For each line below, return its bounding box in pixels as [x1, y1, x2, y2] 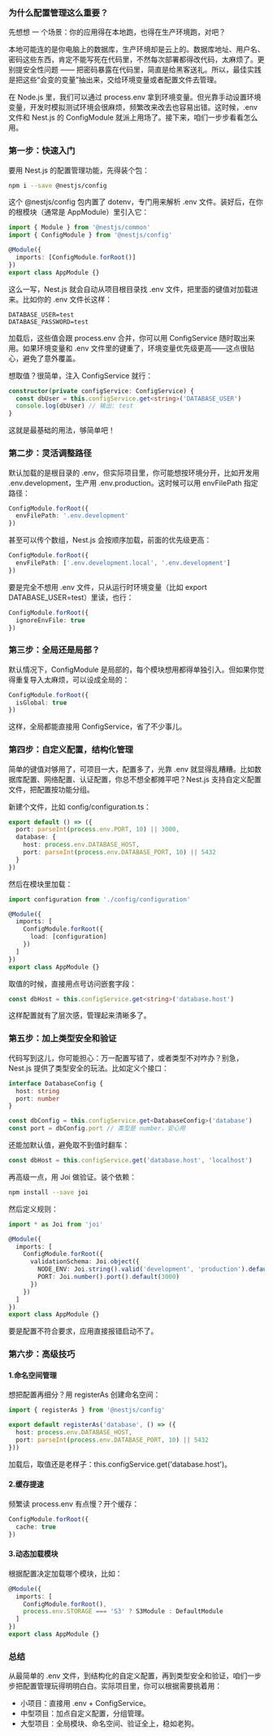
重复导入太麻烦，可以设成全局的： [15, 674, 130, 684]
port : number [15, 1094, 60, 1103]
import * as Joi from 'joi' [8, 1220, 104, 1228]
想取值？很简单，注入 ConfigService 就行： [8, 370, 153, 380]
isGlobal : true [15, 698, 67, 707]
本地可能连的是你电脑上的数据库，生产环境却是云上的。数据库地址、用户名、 [8, 45, 265, 55]
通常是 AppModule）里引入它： [43, 207, 149, 217]
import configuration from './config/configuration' [8, 895, 191, 904]
